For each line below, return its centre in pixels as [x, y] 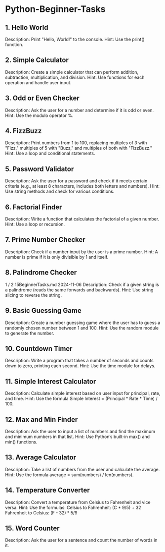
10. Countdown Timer [39, 349]
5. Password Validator [40, 169]
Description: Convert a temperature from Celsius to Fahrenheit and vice [78, 502]
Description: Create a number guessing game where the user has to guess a [83, 323]
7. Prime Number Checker [45, 240]
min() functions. [21, 442]
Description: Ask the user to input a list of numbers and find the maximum [80, 431]
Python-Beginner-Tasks [55, 9]
